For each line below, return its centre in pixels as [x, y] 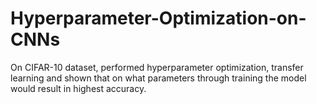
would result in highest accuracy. [78, 88]
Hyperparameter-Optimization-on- [158, 18]
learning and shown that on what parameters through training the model [158, 78]
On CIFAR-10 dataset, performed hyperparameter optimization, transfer [157, 67]
